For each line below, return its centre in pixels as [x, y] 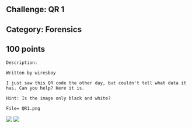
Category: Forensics [44, 29]
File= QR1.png [23, 108]
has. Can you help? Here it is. [45, 88]
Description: [22, 63]
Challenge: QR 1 [35, 10]
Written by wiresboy [31, 73]
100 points [26, 49]
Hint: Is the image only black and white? [58, 98]
